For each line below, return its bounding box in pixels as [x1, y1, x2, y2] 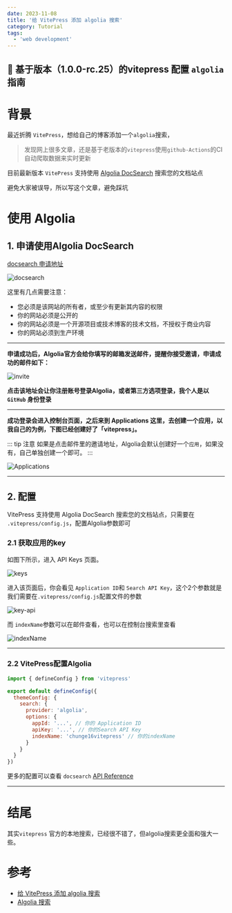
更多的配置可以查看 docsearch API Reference [7, 772, 134, 780]
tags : [7, 29, 23, 37]
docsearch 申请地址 [7, 260, 64, 268]
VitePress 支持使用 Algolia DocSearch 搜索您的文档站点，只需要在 [7, 511, 195, 519]
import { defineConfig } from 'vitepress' [7, 675, 131, 682]
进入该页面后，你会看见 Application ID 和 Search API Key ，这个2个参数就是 [7, 583, 222, 592]
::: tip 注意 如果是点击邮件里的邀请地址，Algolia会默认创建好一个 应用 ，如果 [7, 440, 217, 448]
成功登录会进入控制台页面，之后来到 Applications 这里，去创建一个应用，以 [7, 416, 223, 425]
